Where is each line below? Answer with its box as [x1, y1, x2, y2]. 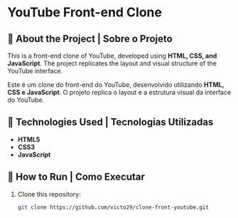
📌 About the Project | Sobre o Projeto [7, 33, 173, 45]
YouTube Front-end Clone [7, 4, 162, 21]
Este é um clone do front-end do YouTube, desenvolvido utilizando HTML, [7, 81, 225, 89]
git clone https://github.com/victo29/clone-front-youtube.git [17, 204, 210, 211]
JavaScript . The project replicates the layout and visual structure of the [7, 59, 217, 68]
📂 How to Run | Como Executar [7, 171, 146, 183]
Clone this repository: [17, 190, 81, 198]
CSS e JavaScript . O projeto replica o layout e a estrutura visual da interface [7, 88, 232, 96]
